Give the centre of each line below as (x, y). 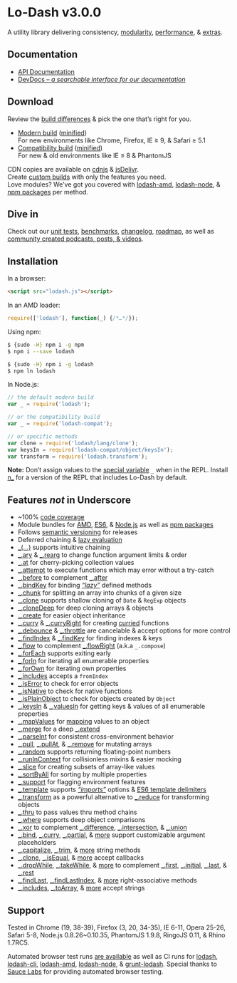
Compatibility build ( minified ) (60, 147)
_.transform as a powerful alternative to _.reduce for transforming (114, 797)
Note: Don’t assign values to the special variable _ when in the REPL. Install (118, 470)
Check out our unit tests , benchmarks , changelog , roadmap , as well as (111, 232)
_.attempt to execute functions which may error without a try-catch (116, 570)
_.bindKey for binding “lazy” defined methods (84, 586)
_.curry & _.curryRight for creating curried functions (93, 623)
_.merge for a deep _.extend (59, 729)
